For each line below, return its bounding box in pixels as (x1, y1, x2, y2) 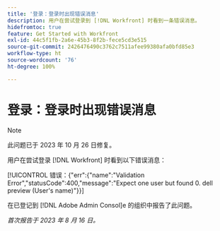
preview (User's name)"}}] (7, 186, 85, 195)
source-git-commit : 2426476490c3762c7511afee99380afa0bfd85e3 (7, 43, 195, 50)
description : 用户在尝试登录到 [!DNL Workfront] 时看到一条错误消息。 (7, 17, 200, 24)
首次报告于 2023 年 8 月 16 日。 (7, 215, 100, 224)
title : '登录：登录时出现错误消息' (7, 10, 100, 18)
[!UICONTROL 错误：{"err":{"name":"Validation (7, 171, 145, 179)
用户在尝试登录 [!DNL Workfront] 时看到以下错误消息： (7, 155, 166, 164)
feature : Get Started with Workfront (7, 30, 119, 38)
